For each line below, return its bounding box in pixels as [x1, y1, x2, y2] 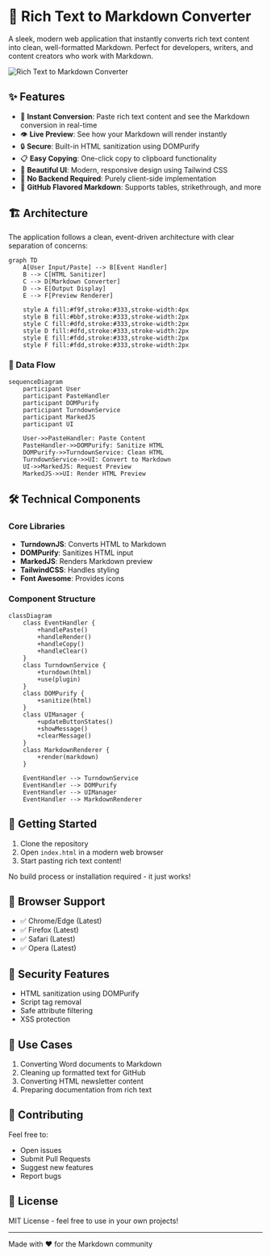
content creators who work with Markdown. [8, 51, 153, 61]
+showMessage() [37, 725, 89, 733]
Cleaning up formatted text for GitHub [19, 1068, 147, 1078]
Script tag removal [19, 997, 82, 1007]
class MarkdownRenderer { [23, 745, 110, 754]
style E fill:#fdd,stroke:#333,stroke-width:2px [23, 334, 190, 342]
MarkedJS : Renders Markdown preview [19, 556, 153, 566]
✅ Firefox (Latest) [19, 925, 79, 935]
